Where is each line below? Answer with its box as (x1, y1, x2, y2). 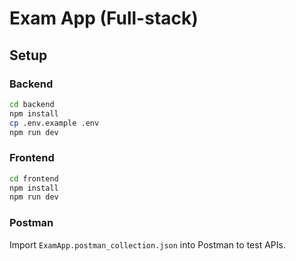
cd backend (9, 99, 55, 109)
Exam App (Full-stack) (9, 7, 199, 30)
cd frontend (9, 173, 59, 184)
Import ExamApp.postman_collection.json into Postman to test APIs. (9, 238, 286, 251)
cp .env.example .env (9, 118, 100, 128)
